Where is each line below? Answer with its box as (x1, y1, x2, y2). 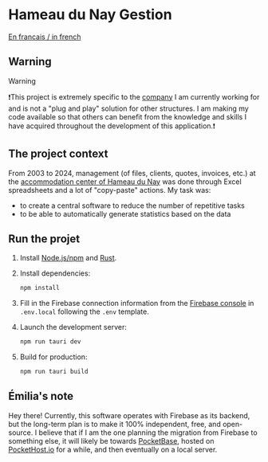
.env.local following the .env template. (19, 307, 149, 316)
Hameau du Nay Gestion (8, 6, 173, 24)
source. (8, 428, 33, 437)
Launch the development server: (19, 323, 128, 332)
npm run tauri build (19, 368, 89, 376)
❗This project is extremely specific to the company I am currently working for (8, 92, 260, 101)
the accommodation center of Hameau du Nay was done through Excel (8, 177, 242, 186)
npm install (19, 284, 60, 292)
